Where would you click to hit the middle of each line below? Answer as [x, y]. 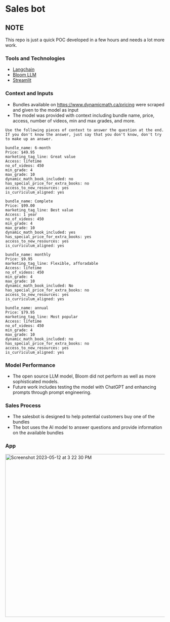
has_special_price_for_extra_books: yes [49, 237]
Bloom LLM [24, 75]
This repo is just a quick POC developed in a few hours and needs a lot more [85, 40]
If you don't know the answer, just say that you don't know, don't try [83, 134]
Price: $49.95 [20, 152]
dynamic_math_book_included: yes [40, 232]
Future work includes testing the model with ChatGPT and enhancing [84, 387]
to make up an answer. [29, 139]
